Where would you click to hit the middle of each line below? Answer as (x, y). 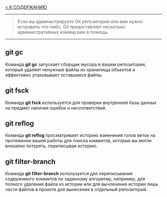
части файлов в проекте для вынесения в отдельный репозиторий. (76, 190)
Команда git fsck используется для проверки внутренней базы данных (81, 102)
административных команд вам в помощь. (63, 32)
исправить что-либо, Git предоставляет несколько (71, 27)
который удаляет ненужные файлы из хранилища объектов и (70, 70)
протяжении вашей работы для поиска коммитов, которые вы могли (78, 141)
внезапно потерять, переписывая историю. (51, 146)
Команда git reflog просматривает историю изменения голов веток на (80, 135)
